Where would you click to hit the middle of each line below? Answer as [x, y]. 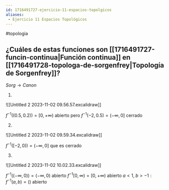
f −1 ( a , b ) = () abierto [26, 181]
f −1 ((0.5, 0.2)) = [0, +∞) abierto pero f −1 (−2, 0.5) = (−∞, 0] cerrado [74, 115]
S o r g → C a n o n [21, 85]
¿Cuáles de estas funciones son [57, 49]
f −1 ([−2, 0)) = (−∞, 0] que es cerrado [44, 145]
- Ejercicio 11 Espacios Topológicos [47, 19]
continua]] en [109, 57]
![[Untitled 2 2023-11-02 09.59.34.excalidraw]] [54, 135]
